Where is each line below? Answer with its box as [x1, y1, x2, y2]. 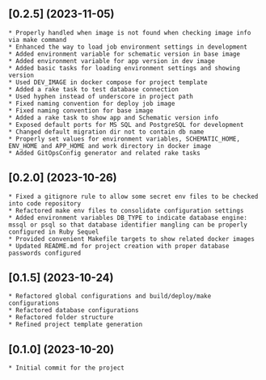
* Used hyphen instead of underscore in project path [8, 92, 194, 100]
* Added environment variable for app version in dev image [8, 57, 216, 65]
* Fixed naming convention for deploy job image [8, 99, 175, 108]
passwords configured [8, 249, 82, 257]
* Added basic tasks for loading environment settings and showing [8, 64, 241, 72]
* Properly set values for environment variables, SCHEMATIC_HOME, [8, 134, 241, 143]
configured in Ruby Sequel [8, 227, 99, 236]
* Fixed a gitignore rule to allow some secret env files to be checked [8, 192, 259, 201]
